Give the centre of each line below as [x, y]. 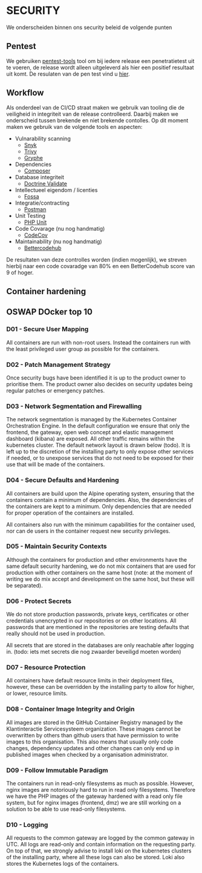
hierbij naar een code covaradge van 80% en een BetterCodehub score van [101, 266]
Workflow [25, 93]
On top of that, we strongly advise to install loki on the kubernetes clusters [99, 851]
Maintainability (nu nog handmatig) [58, 241]
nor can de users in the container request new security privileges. [88, 531]
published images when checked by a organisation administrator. [87, 754]
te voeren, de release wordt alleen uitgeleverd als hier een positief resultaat [100, 67]
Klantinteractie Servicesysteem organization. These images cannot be [94, 729]
